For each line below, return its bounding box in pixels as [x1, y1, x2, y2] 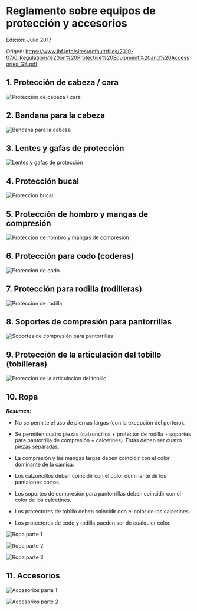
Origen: [6, 47, 25, 54]
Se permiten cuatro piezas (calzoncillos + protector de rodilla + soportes [14, 430, 191, 438]
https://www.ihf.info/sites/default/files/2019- [25, 47, 134, 54]
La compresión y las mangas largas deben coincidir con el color [14, 455, 170, 462]
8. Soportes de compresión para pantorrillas [6, 317, 172, 327]
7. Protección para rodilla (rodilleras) [6, 284, 143, 294]
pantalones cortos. [14, 478, 61, 486]
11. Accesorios [6, 571, 60, 581]
